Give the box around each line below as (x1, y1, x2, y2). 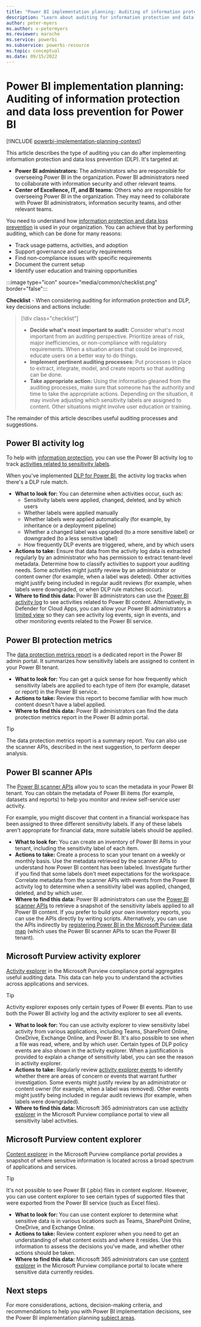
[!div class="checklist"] (20, 315, 79, 322)
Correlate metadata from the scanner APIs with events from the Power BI (14, 877, 195, 883)
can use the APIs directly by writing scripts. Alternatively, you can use (14, 915, 187, 922)
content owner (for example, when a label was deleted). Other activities (14, 573, 191, 580)
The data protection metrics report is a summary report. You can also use (6, 737, 187, 745)
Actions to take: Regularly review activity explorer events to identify (14, 1066, 183, 1073)
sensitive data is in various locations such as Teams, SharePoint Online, (14, 1217, 191, 1224)
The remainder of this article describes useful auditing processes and (6, 414, 178, 422)
